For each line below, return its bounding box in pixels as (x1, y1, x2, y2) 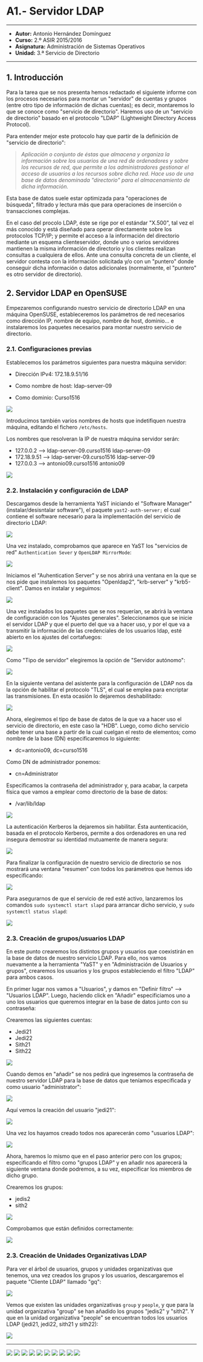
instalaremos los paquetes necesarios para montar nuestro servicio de (6, 323, 182, 331)
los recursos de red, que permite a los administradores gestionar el (21, 163, 189, 171)
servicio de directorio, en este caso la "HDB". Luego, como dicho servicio (6, 722, 189, 729)
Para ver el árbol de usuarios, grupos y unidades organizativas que (6, 1265, 173, 1272)
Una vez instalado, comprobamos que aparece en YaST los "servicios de (6, 542, 188, 550)
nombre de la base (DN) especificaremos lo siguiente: (6, 735, 141, 742)
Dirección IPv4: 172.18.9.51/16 (14, 370, 89, 378)
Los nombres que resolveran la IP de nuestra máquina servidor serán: (6, 435, 180, 442)
